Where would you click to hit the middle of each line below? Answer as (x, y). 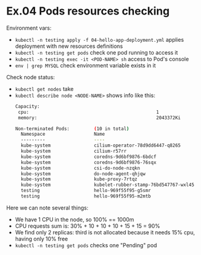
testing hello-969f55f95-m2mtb (86, 196)
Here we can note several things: (48, 208)
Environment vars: (29, 28)
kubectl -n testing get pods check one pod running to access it (97, 52)
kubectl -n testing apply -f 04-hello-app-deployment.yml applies (99, 39)
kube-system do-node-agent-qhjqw (83, 174)
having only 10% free (41, 239)
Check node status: (31, 77)
